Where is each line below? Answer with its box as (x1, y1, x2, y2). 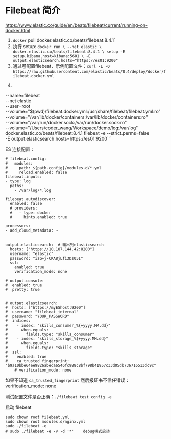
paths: (10, 183, 24, 188)
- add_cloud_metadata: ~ (5, 228, 58, 233)
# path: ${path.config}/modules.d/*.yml (5, 165, 102, 170)
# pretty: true (5, 287, 40, 292)
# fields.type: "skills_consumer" (5, 332, 95, 337)
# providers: (10, 205, 38, 211)
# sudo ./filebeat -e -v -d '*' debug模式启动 (5, 429, 110, 434)
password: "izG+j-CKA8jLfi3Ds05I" (10, 256, 83, 261)
